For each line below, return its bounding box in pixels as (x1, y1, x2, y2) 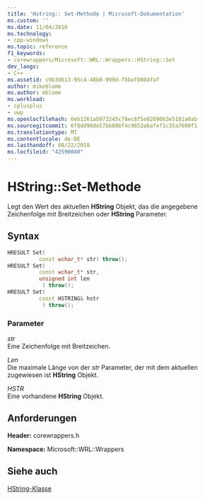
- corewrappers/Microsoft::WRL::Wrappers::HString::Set (7, 57, 175, 64)
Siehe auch (7, 465, 58, 477)
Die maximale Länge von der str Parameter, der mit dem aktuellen (7, 363, 198, 371)
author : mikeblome (7, 83, 61, 90)
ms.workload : (7, 96, 46, 103)
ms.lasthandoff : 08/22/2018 (7, 142, 90, 149)
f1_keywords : (7, 50, 46, 57)
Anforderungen (7, 412, 77, 424)
